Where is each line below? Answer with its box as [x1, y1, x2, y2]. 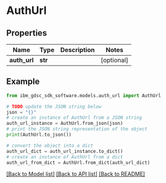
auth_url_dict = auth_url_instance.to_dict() [6, 148, 123, 155]
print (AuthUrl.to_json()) [6, 131, 71, 138]
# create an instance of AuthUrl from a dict [6, 154, 123, 160]
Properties [6, 28, 47, 38]
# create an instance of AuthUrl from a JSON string [6, 115, 142, 121]
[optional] [101, 56, 129, 64]
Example [6, 76, 40, 87]
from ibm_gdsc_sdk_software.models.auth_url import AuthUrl [6, 92, 162, 99]
